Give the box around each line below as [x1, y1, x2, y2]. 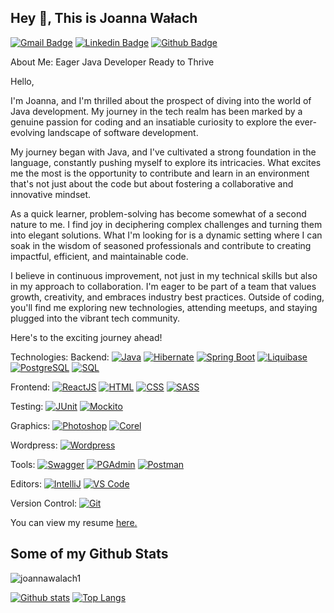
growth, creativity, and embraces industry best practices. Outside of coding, [10, 291, 325, 303]
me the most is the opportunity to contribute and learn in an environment [10, 167, 310, 179]
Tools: [10, 458, 36, 470]
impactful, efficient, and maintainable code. [10, 250, 189, 262]
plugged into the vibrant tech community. [10, 312, 181, 324]
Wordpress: [10, 439, 58, 451]
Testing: [10, 400, 44, 412]
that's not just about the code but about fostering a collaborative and [10, 177, 294, 190]
